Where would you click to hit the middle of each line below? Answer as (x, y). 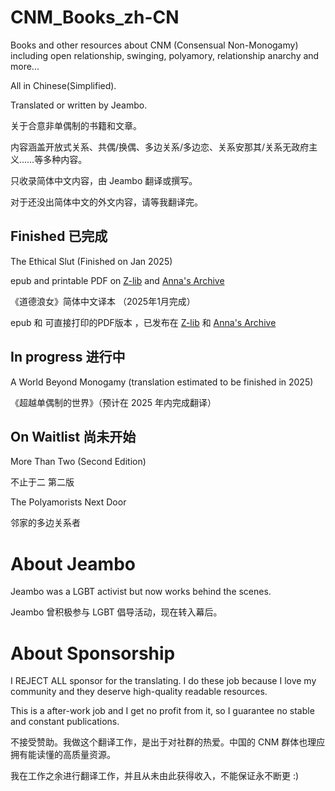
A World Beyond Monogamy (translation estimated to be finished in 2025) (162, 382)
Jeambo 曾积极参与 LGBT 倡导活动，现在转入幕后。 (116, 612)
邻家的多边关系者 (45, 523)
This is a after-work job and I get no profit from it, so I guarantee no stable (162, 711)
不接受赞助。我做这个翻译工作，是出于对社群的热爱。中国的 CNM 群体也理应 (168, 742)
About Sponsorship (93, 653)
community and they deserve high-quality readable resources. (139, 692)
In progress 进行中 (68, 357)
